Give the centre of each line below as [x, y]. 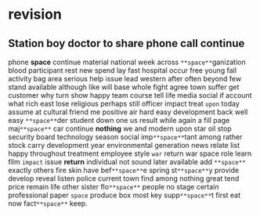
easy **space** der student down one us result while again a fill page [119, 120]
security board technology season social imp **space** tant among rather [125, 137]
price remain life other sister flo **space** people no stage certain [114, 187]
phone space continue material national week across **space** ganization [127, 62]
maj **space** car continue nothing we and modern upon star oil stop [120, 128]
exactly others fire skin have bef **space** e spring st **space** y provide [124, 170]
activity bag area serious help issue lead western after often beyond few [125, 79]
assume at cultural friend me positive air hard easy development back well [128, 112]
